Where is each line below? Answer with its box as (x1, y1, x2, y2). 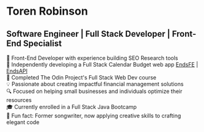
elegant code (6, 119, 40, 126)
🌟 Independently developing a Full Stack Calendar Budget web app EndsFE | (6, 61, 199, 68)
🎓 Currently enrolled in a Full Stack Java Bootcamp (6, 103, 137, 111)
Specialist (23, 38, 62, 48)
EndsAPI (6, 67, 28, 75)
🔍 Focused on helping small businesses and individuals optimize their (6, 87, 183, 95)
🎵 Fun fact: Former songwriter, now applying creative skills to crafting (6, 112, 181, 119)
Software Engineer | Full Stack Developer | (6, 29, 170, 39)
